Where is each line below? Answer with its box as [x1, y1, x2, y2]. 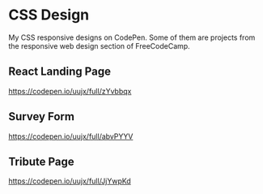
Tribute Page [8, 154, 74, 168]
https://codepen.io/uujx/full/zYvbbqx [8, 86, 132, 96]
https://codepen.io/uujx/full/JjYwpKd [8, 176, 131, 186]
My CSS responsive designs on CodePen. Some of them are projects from [8, 32, 256, 42]
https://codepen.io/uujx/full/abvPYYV [8, 131, 134, 141]
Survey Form [8, 110, 75, 123]
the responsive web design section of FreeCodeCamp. [8, 41, 190, 50]
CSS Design [8, 6, 90, 24]
